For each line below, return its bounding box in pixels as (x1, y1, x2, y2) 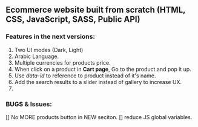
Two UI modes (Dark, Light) (14, 46, 84, 53)
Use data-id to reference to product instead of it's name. (14, 72, 156, 79)
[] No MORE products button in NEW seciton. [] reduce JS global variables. (5, 113, 193, 120)
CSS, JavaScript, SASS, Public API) (5, 15, 140, 25)
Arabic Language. (14, 53, 59, 60)
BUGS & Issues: (5, 100, 53, 108)
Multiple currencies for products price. (14, 59, 111, 66)
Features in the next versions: (5, 33, 95, 41)
